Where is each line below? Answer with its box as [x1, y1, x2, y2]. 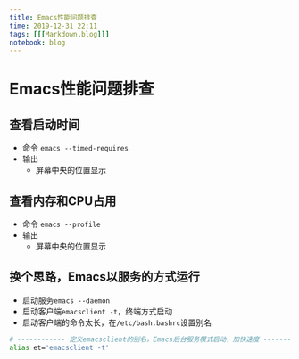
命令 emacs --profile [21, 219, 101, 230]
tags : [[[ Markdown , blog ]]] [9, 29, 110, 38]
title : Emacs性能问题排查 [9, 12, 98, 22]
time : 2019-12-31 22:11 [9, 21, 98, 30]
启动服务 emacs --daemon [21, 295, 111, 306]
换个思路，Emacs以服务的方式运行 [9, 269, 201, 285]
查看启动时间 [9, 117, 80, 132]
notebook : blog [9, 37, 66, 47]
